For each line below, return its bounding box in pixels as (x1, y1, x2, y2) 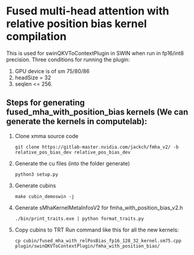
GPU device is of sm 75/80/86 (14, 67, 90, 74)
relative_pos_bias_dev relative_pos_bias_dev (14, 149, 131, 155)
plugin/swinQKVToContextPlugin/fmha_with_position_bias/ (14, 243, 160, 249)
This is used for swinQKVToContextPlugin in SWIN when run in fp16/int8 (6, 49, 184, 56)
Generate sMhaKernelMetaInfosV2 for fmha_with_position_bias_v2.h (14, 204, 183, 211)
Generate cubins (14, 182, 56, 189)
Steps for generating (6, 98, 85, 108)
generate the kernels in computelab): (6, 116, 148, 127)
